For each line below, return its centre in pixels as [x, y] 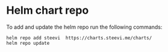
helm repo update [28, 43]
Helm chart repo [48, 10]
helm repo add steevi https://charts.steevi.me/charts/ [79, 38]
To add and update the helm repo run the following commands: [84, 27]
